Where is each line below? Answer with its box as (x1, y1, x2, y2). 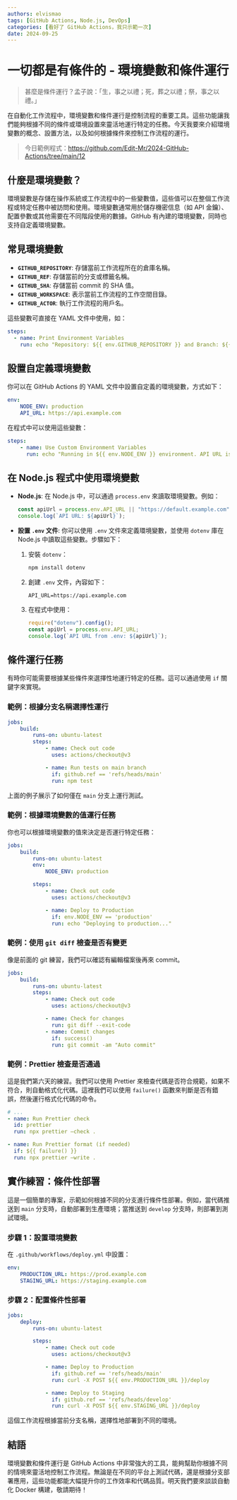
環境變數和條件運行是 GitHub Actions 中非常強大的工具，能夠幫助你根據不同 (7, 1459, 228, 1467)
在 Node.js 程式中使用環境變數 (7, 471, 140, 484)
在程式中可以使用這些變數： (7, 423, 88, 432)
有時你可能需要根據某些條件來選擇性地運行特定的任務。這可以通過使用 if (7, 674, 220, 683)
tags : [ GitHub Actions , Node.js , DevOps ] (7, 17, 131, 24)
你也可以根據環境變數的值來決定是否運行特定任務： (7, 827, 156, 836)
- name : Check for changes (44, 1015, 125, 1022)
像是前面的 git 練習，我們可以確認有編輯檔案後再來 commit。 (7, 955, 184, 964)
